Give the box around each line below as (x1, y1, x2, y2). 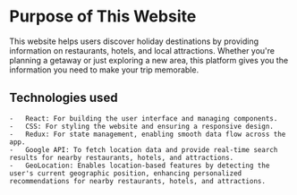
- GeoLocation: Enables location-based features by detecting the (9, 161, 270, 170)
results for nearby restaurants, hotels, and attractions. (9, 153, 234, 162)
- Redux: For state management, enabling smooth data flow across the (9, 130, 286, 139)
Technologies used (9, 90, 118, 106)
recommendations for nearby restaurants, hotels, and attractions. (9, 176, 267, 185)
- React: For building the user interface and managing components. (9, 114, 278, 123)
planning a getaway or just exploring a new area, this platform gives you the (9, 55, 289, 65)
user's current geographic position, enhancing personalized (9, 168, 242, 178)
